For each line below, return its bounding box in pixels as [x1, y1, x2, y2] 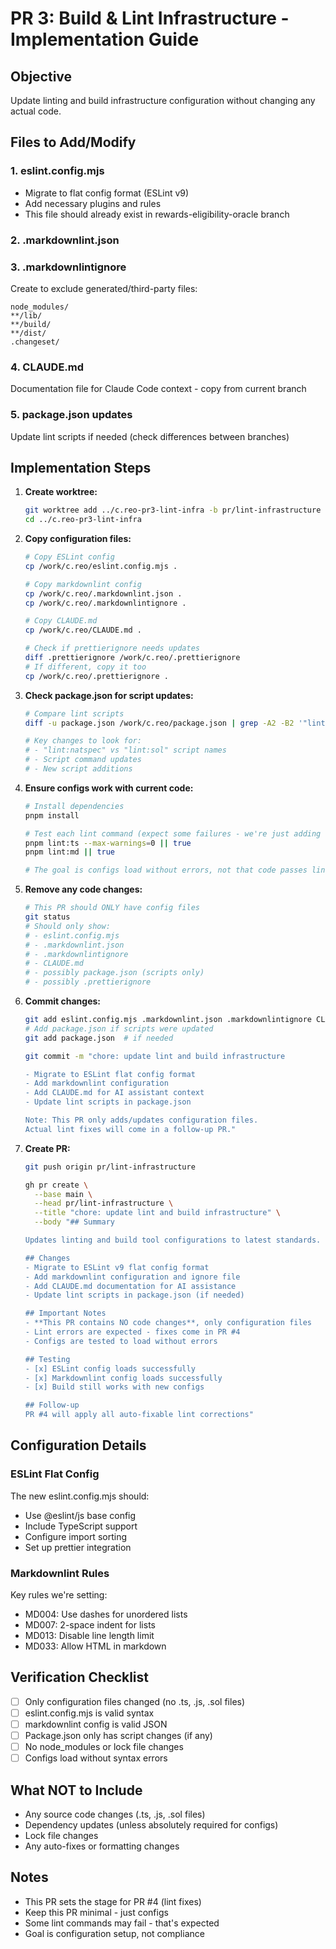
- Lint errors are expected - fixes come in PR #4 [24, 1327, 241, 1337]
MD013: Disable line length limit [24, 1630, 155, 1642]
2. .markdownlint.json [10, 233, 120, 247]
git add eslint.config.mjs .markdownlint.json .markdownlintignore [24, 1015, 312, 1025]
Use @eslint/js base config [24, 1509, 137, 1521]
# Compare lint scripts [24, 708, 125, 719]
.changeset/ [10, 337, 60, 347]
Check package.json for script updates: [24, 689, 194, 701]
